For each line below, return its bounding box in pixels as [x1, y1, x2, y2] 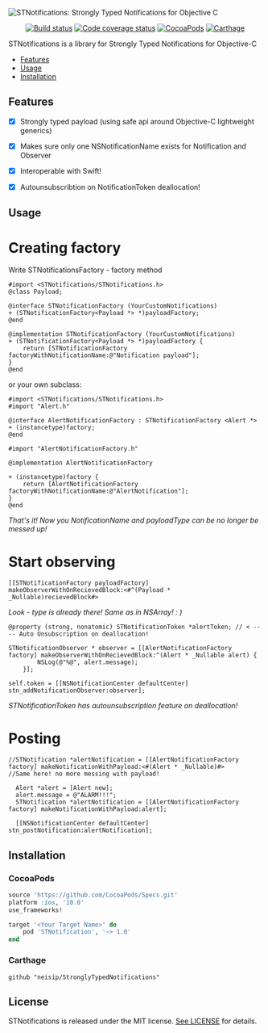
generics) [19, 125, 52, 135]
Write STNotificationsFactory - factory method [8, 265, 163, 275]
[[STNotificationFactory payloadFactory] [8, 579, 150, 587]
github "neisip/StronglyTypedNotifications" [8, 973, 160, 981]
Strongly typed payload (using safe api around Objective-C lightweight [19, 116, 255, 126]
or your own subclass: [8, 380, 82, 389]
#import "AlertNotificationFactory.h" [8, 445, 138, 453]
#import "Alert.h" [8, 402, 70, 411]
